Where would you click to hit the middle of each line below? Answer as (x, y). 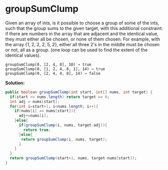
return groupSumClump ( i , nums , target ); (64, 139)
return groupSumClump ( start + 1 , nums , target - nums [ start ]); (73, 158)
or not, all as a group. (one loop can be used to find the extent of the (76, 50)
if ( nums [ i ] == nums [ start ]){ (45, 111)
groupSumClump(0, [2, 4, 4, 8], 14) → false (53, 73)
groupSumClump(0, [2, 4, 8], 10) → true (49, 64)
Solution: (15, 83)
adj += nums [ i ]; (34, 116)
